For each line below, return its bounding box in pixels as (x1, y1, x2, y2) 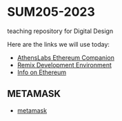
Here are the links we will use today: (7, 40, 110, 48)
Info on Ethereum (17, 68, 67, 76)
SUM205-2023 (7, 4, 95, 20)
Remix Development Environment (17, 60, 112, 69)
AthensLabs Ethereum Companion (17, 53, 115, 62)
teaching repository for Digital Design (7, 27, 114, 35)
